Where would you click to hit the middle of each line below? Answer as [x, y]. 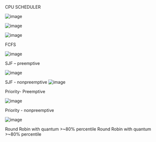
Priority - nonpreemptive [30, 110]
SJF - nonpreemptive [26, 82]
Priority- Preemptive [25, 91]
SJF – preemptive [23, 63]
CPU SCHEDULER [23, 7]
